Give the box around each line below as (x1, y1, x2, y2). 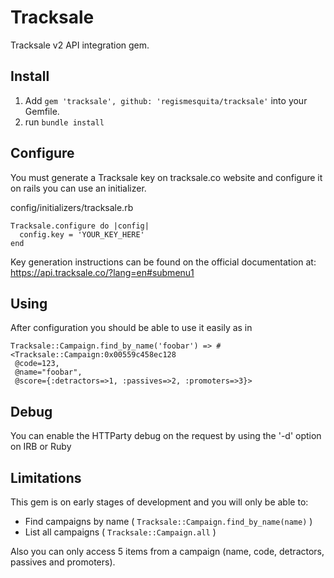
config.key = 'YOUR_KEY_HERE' (19, 229, 145, 240)
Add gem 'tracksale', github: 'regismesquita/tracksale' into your (24, 94, 308, 106)
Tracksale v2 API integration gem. (10, 39, 150, 51)
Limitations (10, 469, 82, 486)
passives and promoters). (10, 556, 116, 568)
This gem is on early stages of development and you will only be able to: (10, 496, 309, 508)
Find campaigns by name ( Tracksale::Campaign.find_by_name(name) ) (24, 516, 313, 527)
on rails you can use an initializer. (10, 182, 147, 194)
